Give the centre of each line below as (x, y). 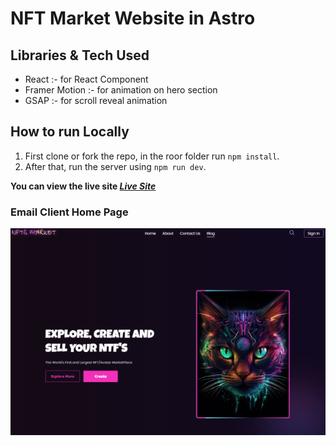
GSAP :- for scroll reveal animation (96, 100)
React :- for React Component (86, 79)
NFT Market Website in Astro (133, 18)
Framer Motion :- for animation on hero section (121, 90)
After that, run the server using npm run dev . (115, 166)
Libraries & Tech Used (80, 55)
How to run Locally (70, 132)
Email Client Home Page (69, 212)
